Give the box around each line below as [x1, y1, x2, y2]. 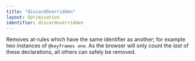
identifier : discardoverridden [6, 20, 84, 25]
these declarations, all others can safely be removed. [6, 49, 136, 56]
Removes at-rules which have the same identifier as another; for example [6, 36, 185, 43]
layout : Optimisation [6, 14, 60, 20]
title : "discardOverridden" [6, 8, 76, 15]
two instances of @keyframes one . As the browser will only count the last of [6, 42, 189, 49]
